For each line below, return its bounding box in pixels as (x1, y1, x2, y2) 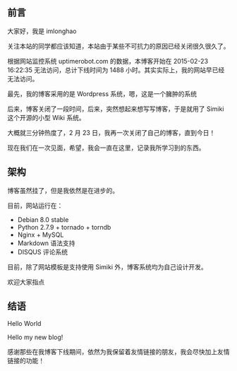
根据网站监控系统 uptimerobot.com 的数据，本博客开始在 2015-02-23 (7, 57, 209, 65)
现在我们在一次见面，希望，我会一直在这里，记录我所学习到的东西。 (7, 143, 205, 152)
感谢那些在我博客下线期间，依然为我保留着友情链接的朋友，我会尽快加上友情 (7, 348, 230, 356)
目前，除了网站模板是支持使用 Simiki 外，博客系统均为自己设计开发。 (7, 262, 207, 271)
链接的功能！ (7, 356, 44, 365)
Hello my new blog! (7, 333, 63, 341)
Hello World (7, 319, 42, 328)
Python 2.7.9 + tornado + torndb (17, 223, 111, 231)
